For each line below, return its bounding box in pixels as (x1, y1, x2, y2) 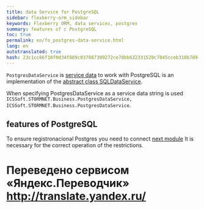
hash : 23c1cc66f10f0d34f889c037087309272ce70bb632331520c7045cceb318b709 (6, 54, 199, 61)
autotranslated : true (6, 49, 62, 55)
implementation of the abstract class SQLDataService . (6, 78, 143, 85)
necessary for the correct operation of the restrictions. (6, 142, 144, 149)
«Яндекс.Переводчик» (6, 176, 130, 190)
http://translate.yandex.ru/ (6, 189, 147, 203)
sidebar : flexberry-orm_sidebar (6, 15, 89, 21)
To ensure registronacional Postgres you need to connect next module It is (6, 135, 194, 142)
